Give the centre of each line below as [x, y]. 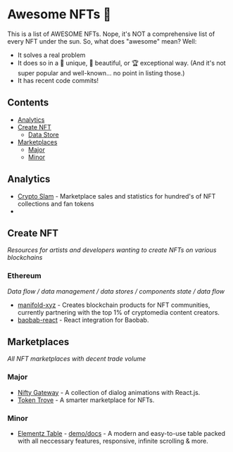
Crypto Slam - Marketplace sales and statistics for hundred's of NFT [116, 196]
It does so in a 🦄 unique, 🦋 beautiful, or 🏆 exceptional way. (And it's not [122, 63]
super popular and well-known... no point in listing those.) [101, 73]
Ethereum [25, 276]
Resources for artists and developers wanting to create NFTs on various [112, 250]
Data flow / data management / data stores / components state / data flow [116, 291]
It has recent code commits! [58, 80]
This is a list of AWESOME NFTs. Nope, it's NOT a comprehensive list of [111, 34]
